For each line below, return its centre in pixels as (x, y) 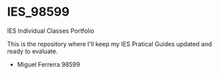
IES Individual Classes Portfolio (51, 31)
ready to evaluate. (33, 51)
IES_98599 (38, 12)
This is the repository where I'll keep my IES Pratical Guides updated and (109, 44)
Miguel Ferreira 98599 (49, 64)
